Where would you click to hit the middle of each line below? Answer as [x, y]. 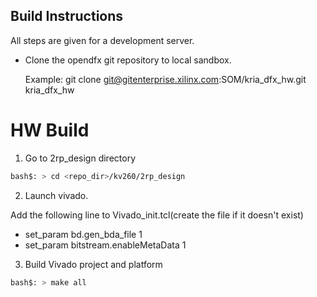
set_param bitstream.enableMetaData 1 [105, 245]
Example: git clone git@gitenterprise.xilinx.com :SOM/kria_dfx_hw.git [165, 79]
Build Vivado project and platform [93, 264]
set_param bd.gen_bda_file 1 [83, 234]
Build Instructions [67, 16]
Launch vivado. [56, 195]
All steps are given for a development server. [102, 40]
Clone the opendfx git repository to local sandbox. [128, 60]
